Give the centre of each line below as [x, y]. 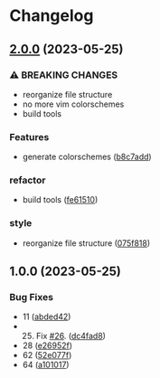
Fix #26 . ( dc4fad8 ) [71, 336]
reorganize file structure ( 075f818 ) [86, 243]
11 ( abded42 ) [47, 317]
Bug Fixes [32, 298]
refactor [28, 180]
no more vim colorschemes [73, 104]
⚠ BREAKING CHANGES [64, 75]
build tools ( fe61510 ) [60, 200]
